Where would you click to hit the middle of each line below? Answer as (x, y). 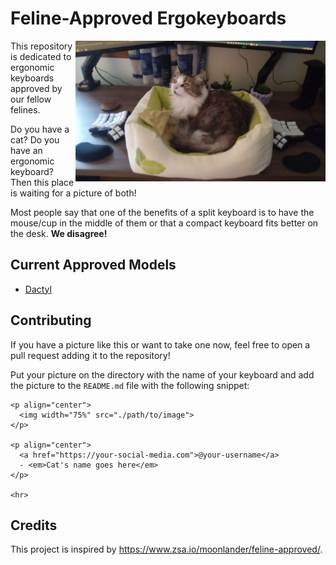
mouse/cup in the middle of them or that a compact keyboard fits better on (164, 223)
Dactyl (38, 289)
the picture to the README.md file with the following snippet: (130, 385)
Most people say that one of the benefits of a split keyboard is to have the (162, 212)
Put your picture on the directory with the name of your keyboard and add (162, 374)
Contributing (51, 320)
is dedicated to (41, 56)
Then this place (42, 182)
